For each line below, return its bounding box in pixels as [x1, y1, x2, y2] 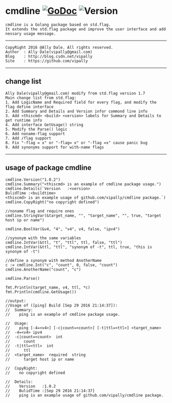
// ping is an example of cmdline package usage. [5, 312, 120, 317]
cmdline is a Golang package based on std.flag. [5, 22, 111, 27]
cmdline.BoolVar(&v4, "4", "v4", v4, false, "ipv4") [5, 226, 120, 232]
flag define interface [5, 104, 54, 109]
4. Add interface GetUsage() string [5, 122, 83, 127]
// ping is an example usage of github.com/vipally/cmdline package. [5, 393, 164, 398]
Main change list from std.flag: [5, 95, 77, 100]
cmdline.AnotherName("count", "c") [5, 267, 81, 272]
